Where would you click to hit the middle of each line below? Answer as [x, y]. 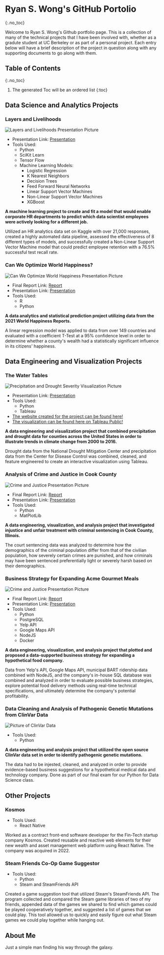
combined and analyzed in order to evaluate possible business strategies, [79, 681]
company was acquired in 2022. [37, 851]
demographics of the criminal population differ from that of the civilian [76, 550]
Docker [27, 641]
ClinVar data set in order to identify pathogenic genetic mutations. [74, 755]
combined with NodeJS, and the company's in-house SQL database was [78, 675]
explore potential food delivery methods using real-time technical [71, 685]
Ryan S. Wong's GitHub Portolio [71, 9]
